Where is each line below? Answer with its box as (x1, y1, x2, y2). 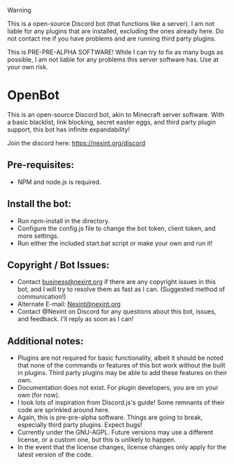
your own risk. (7, 63, 49, 71)
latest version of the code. (17, 451, 93, 459)
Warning (7, 6, 31, 14)
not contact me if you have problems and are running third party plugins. (7, 34, 217, 43)
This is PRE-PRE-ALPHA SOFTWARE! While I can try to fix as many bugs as (7, 48, 224, 56)
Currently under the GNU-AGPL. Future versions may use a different (17, 428, 214, 437)
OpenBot (7, 87, 60, 104)
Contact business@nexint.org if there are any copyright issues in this (17, 278, 217, 286)
